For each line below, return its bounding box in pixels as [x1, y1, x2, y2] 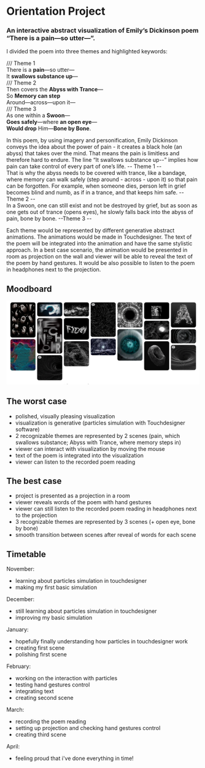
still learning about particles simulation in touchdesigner [15, 607, 157, 615]
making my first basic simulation [15, 584, 97, 591]
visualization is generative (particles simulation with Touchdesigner [15, 419, 185, 426]
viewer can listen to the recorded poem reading [15, 458, 136, 466]
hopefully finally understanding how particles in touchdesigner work [15, 638, 188, 645]
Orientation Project [6, 4, 106, 18]
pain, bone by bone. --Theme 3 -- [6, 215, 92, 222]
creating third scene [15, 731, 66, 739]
